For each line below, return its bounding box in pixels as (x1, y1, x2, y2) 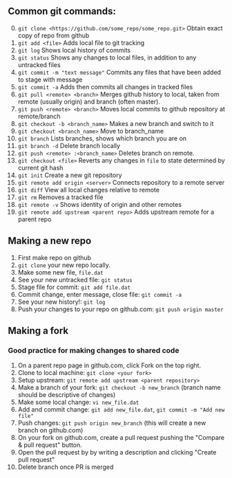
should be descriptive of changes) (17, 391, 116, 399)
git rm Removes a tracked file (17, 193, 104, 201)
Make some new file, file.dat (17, 268, 104, 276)
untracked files (17, 60, 61, 68)
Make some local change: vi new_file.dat (17, 398, 139, 407)
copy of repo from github (17, 31, 90, 39)
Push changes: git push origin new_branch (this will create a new (17, 419, 206, 428)
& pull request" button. (17, 441, 82, 449)
